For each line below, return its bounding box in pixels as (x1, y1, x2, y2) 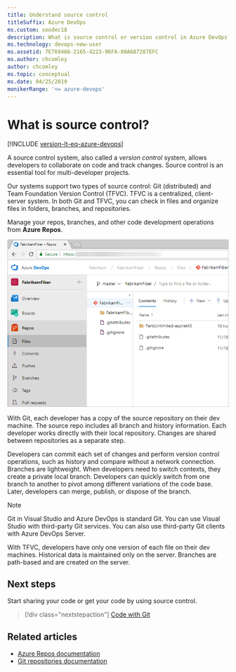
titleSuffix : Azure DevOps (7, 18, 86, 26)
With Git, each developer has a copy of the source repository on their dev (7, 413, 220, 422)
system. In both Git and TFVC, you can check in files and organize (27, 197, 219, 205)
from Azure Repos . (7, 226, 63, 234)
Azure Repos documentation (17, 650, 100, 658)
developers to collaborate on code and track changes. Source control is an (7, 161, 223, 169)
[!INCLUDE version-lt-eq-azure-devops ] (7, 140, 124, 148)
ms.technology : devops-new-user (7, 41, 102, 49)
